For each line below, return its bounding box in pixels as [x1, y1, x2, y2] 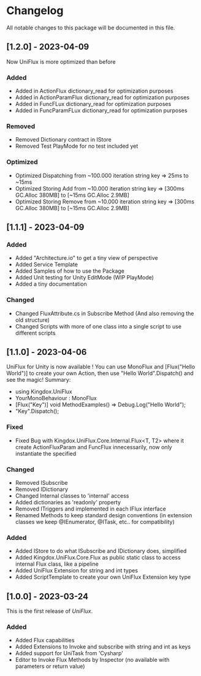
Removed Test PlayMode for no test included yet [15, 142, 138, 150]
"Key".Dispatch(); [15, 408, 59, 415]
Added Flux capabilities [15, 637, 75, 644]
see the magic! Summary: [6, 376, 71, 384]
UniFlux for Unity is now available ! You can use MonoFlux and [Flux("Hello [6, 363, 195, 371]
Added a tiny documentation [15, 280, 88, 288]
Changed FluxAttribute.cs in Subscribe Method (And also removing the [15, 310, 194, 317]
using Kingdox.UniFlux [15, 388, 72, 395]
